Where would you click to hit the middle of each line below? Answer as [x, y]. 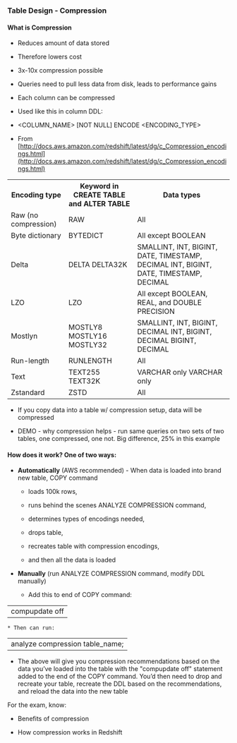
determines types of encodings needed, [86, 519]
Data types [182, 195]
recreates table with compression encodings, [94, 546]
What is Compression [39, 28]
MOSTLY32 [87, 345]
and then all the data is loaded [72, 560]
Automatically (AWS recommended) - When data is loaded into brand [119, 471]
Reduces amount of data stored [63, 43]
